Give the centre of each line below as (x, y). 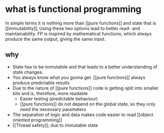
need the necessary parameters (53, 109)
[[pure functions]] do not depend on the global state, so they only (88, 104)
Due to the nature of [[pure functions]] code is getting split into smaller (86, 88)
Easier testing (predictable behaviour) (59, 98)
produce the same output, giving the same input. (55, 39)
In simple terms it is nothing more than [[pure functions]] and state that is (81, 23)
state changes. (28, 72)
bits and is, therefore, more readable (50, 93)
